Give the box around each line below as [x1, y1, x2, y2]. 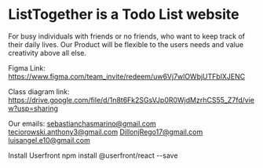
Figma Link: [8, 63, 46, 72]
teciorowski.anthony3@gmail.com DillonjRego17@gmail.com [8, 127, 203, 137]
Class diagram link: [8, 86, 70, 96]
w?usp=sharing [8, 104, 59, 113]
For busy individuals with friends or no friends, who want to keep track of [8, 31, 246, 41]
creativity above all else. [8, 48, 87, 57]
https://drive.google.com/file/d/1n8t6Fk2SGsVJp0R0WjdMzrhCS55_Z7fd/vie [8, 95, 255, 104]
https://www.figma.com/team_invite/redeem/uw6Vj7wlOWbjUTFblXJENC [8, 71, 246, 81]
